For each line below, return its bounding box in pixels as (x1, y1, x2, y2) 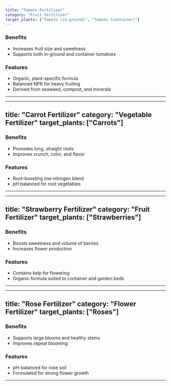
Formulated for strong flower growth (12, 370, 89, 376)
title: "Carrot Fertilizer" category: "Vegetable (5, 110, 152, 119)
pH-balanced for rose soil (12, 364, 67, 371)
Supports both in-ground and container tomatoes (12, 51, 116, 57)
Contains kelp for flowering (12, 269, 70, 276)
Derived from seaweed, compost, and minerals (12, 86, 111, 92)
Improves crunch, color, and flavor (12, 151, 85, 157)
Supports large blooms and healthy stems (12, 334, 100, 340)
